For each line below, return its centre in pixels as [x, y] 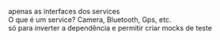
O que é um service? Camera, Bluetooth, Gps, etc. [90, 20]
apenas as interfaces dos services [64, 11]
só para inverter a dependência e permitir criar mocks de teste [110, 28]
